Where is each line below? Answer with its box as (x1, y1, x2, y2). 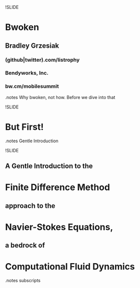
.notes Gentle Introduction (5, 138, 59, 144)
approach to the (5, 201, 56, 210)
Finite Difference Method (5, 182, 110, 193)
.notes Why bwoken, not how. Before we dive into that (5, 94, 116, 100)
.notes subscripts (5, 278, 41, 284)
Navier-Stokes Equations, (5, 221, 113, 233)
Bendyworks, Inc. (5, 70, 49, 77)
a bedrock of (5, 241, 45, 250)
